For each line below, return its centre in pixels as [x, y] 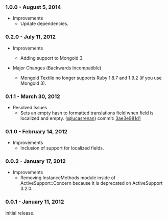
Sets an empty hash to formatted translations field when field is [87, 113]
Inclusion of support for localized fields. [62, 148]
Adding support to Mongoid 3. [52, 58]
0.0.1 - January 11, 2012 [35, 202]
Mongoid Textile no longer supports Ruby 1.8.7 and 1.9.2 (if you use [91, 78]
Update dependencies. [44, 23]
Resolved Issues [30, 107]
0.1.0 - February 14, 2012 [37, 131]
